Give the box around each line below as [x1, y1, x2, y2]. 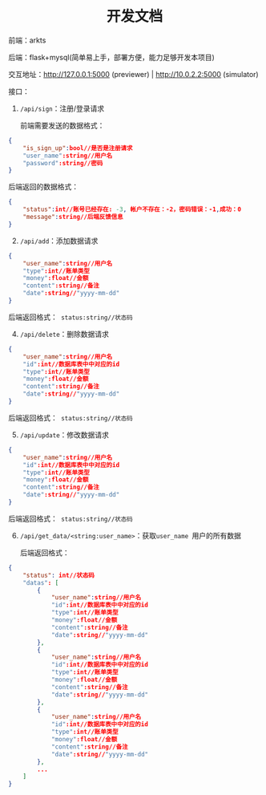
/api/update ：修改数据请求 [19, 430, 110, 440]
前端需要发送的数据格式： [19, 120, 105, 130]
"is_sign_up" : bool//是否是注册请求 [22, 144, 133, 152]
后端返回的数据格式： [8, 182, 79, 192]
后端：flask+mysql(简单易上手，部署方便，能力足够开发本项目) [8, 52, 215, 62]
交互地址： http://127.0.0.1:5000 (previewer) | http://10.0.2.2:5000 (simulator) [8, 69, 259, 79]
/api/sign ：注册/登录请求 [19, 103, 105, 113]
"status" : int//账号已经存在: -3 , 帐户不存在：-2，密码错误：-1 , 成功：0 [22, 205, 242, 213]
